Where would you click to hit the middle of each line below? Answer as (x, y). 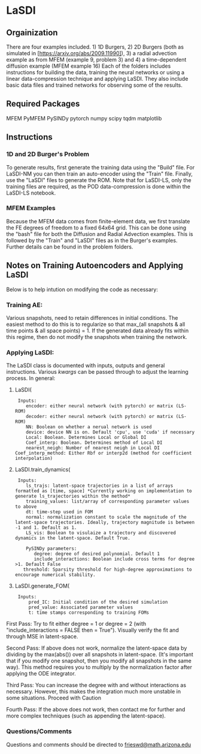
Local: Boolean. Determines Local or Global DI (86, 438)
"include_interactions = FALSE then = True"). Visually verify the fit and (93, 630)
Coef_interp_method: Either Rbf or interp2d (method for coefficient (103, 453)
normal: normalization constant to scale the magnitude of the (106, 517)
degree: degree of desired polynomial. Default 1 (97, 554)
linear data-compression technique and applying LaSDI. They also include (97, 79)
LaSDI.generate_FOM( (42, 586)
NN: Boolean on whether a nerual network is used (89, 427)
